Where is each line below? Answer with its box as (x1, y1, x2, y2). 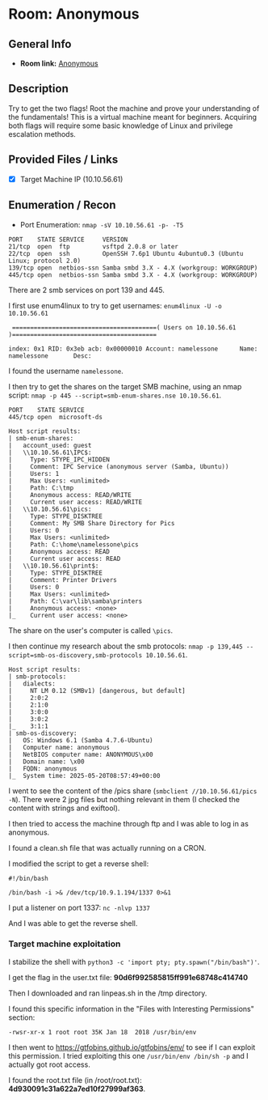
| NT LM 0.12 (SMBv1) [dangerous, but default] (8, 686, 186, 694)
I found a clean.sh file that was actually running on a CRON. (8, 843, 207, 852)
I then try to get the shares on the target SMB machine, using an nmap (8, 381, 242, 391)
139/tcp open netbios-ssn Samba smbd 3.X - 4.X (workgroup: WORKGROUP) (8, 264, 258, 272)
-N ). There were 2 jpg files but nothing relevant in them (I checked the (8, 794, 241, 804)
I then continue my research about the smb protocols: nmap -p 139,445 (8, 641, 244, 651)
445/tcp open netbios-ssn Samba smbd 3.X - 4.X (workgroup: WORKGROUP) (8, 270, 258, 279)
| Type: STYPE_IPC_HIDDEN (8, 455, 111, 464)
